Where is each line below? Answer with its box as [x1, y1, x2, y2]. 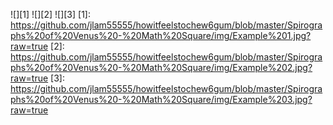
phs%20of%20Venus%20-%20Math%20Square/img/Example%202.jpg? [10, 62, 313, 73]
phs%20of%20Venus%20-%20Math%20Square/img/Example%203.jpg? [10, 94, 313, 105]
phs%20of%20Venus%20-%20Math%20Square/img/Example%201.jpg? [10, 30, 312, 41]
